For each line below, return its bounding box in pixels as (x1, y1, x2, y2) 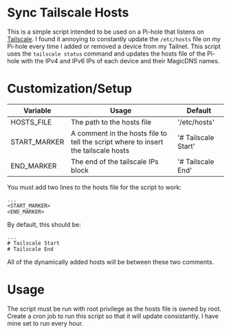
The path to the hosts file (71, 117, 152, 126)
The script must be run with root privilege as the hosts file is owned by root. (7, 304, 222, 313)
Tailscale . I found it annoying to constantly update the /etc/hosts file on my (7, 34, 221, 43)
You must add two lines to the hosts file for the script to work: (7, 183, 182, 191)
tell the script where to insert (71, 137, 164, 146)
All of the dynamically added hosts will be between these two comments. (7, 258, 214, 266)
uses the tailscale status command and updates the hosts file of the (7, 49, 206, 58)
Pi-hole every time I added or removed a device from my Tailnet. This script (7, 42, 221, 50)
